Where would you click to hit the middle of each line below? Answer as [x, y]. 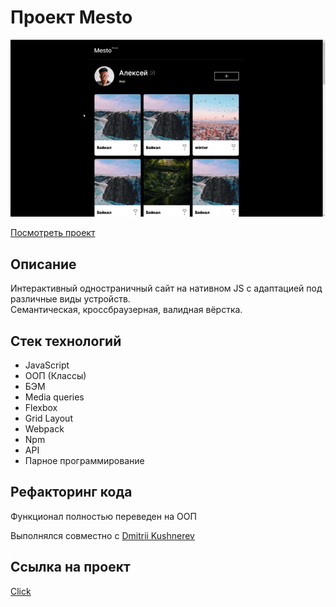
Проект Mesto [71, 17]
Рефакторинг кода [71, 492]
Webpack [44, 428]
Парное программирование [84, 460]
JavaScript [47, 365]
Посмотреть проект [53, 233]
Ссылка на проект [70, 567]
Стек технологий [66, 341]
